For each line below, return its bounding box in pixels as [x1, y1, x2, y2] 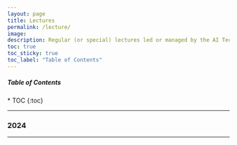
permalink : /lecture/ [7, 23, 71, 30]
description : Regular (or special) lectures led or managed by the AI [7, 37, 219, 44]
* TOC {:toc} [7, 96, 44, 105]
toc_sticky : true [7, 50, 59, 57]
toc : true [7, 43, 37, 50]
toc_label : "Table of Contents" [7, 57, 102, 64]
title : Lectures [7, 17, 55, 24]
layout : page [7, 10, 46, 18]
